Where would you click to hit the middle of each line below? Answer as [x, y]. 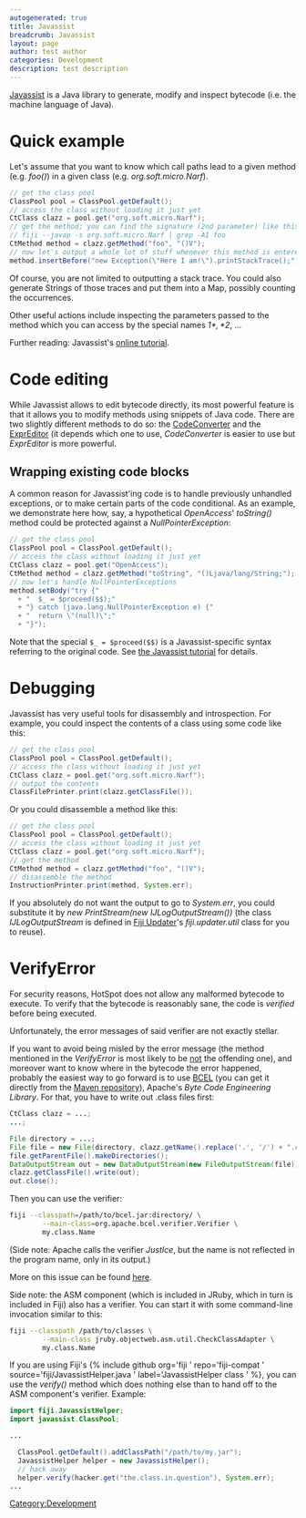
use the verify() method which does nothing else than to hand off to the [143, 1384]
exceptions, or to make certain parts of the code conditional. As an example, [153, 503]
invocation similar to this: [56, 1314]
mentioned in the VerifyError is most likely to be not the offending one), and [151, 1058]
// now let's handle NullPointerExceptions [93, 582]
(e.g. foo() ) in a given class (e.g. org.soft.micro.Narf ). [109, 176]
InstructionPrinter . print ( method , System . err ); [102, 885]
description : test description [69, 69]
